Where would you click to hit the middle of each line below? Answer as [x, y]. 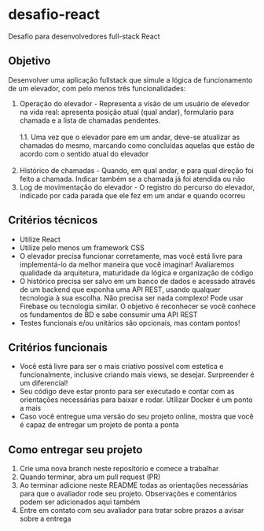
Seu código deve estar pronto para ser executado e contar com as [127, 392]
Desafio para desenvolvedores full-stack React [84, 36]
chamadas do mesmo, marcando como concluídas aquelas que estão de [137, 145]
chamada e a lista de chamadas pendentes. [90, 120]
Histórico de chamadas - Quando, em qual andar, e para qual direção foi [136, 170]
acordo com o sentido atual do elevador [84, 153]
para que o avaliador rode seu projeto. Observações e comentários [128, 494]
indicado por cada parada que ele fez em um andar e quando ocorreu [132, 195]
